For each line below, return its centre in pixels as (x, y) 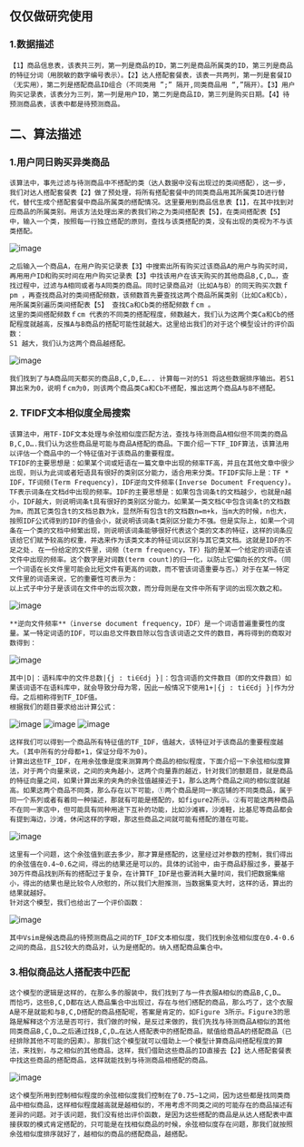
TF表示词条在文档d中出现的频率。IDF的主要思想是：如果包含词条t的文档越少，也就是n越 (151, 492)
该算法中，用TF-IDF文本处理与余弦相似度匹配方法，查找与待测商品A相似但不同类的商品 (149, 434)
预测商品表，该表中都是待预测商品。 (67, 104)
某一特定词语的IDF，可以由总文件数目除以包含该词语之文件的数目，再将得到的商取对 (157, 633)
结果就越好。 (30, 893)
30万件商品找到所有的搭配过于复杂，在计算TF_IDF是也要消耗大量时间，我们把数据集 (144, 874)
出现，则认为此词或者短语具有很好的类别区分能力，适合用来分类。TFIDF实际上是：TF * (149, 473)
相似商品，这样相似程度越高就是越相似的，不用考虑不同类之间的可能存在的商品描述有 (157, 1105)
